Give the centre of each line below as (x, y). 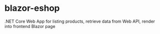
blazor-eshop (32, 8)
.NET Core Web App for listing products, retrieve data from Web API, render (80, 21)
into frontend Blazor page (30, 26)
